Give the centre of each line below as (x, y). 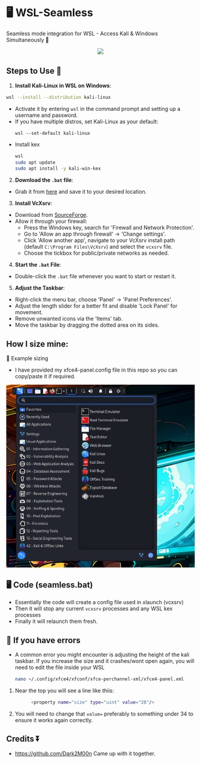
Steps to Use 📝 (34, 71)
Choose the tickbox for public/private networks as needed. (96, 253)
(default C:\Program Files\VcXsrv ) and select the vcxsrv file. (98, 247)
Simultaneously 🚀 (28, 40)
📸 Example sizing (28, 358)
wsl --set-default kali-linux (53, 133)
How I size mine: (37, 344)
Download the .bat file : (44, 180)
